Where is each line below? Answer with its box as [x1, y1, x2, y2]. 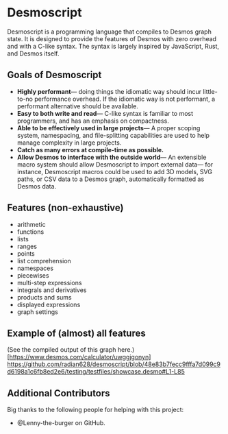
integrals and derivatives [16, 286, 87, 294]
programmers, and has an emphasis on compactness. [16, 117, 169, 125]
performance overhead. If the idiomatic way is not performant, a [34, 95, 216, 103]
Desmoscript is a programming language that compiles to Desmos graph [7, 27, 212, 36]
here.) [117, 346, 135, 354]
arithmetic [16, 220, 46, 228]
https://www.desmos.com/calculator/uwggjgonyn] [9, 353, 151, 361]
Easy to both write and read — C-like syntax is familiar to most [16, 109, 194, 117]
